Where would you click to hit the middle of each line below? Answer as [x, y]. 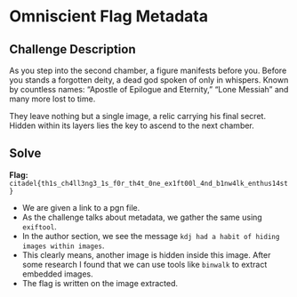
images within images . [63, 245]
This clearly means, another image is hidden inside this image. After [146, 254]
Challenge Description [72, 49]
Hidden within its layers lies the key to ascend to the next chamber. [132, 125]
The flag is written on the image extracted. [100, 283]
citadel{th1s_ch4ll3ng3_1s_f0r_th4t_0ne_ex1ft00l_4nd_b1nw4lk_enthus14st [149, 183]
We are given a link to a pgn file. [81, 207]
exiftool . [40, 226]
